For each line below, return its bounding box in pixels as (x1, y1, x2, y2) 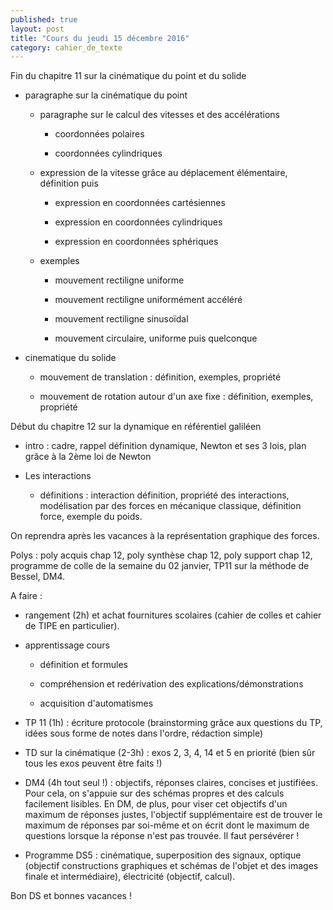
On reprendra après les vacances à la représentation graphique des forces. (10, 530, 320, 542)
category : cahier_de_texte (10, 42, 123, 53)
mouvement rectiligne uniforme (54, 274, 185, 286)
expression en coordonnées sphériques (54, 236, 219, 248)
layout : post (10, 24, 65, 34)
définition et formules (39, 659, 128, 671)
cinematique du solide (24, 352, 117, 364)
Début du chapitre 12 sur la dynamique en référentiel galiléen (10, 421, 262, 433)
